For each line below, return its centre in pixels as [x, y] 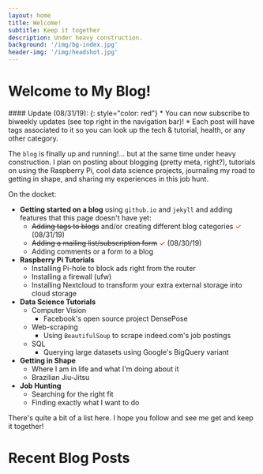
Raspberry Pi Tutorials [57, 260]
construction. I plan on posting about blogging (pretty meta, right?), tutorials [132, 162]
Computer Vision [59, 310]
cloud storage [54, 293]
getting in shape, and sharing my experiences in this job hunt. [109, 179]
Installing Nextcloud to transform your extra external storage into [137, 284]
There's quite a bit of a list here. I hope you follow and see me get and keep [131, 418]
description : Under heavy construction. [76, 38]
